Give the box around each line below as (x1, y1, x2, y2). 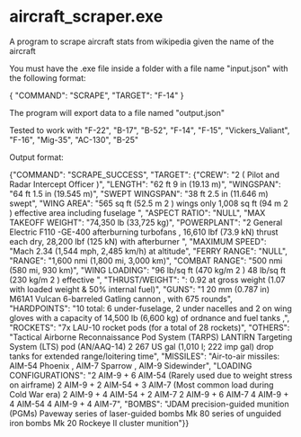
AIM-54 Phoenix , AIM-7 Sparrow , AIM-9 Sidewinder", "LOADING (9, 360, 252, 370)
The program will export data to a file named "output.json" (9, 107, 225, 118)
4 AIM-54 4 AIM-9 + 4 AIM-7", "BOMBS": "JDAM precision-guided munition (9, 398, 289, 409)
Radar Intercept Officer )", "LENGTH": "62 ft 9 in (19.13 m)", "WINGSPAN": (9, 178, 281, 190)
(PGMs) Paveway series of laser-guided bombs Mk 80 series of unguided (9, 407, 281, 419)
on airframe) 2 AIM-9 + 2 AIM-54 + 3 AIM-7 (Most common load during (9, 379, 274, 390)
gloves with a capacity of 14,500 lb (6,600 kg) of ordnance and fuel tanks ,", (9, 312, 290, 323)
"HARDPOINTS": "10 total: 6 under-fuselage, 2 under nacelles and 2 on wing (9, 303, 292, 314)
